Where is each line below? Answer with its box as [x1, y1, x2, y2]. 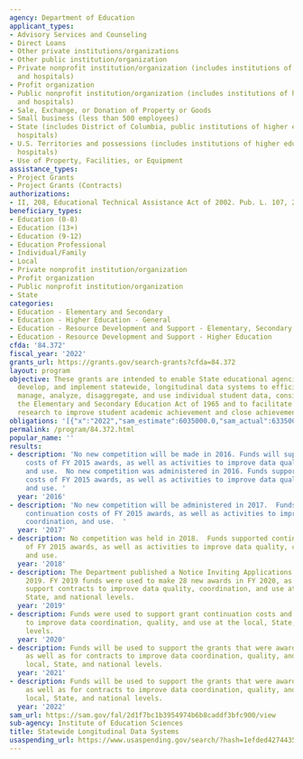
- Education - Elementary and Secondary [9, 307, 164, 316]
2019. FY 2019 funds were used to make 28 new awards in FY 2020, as [25, 576, 293, 586]
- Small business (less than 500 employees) [9, 114, 179, 123]
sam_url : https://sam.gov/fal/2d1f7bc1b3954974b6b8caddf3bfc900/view [9, 710, 277, 719]
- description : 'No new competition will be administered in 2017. [9, 501, 269, 510]
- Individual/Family [9, 248, 87, 258]
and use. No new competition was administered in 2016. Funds [25, 467, 269, 476]
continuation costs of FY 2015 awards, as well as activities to [25, 509, 277, 518]
